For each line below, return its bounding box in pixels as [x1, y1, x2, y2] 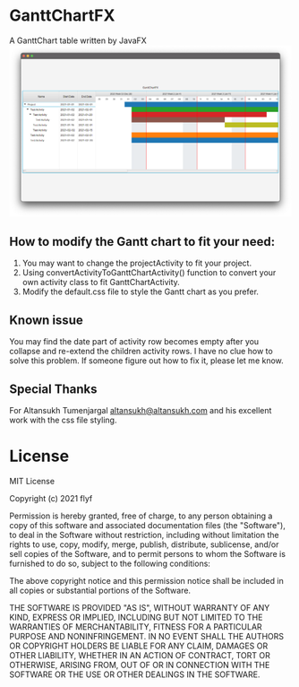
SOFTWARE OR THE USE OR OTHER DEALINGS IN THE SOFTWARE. [9, 669, 261, 680]
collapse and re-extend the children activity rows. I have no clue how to [9, 346, 273, 357]
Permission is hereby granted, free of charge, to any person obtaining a [9, 510, 273, 521]
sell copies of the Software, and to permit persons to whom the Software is [9, 548, 286, 559]
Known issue [9, 312, 83, 327]
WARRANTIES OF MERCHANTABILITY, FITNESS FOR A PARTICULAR [9, 621, 262, 632]
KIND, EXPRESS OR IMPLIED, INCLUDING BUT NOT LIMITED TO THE [9, 612, 263, 622]
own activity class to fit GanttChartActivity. [21, 277, 181, 288]
